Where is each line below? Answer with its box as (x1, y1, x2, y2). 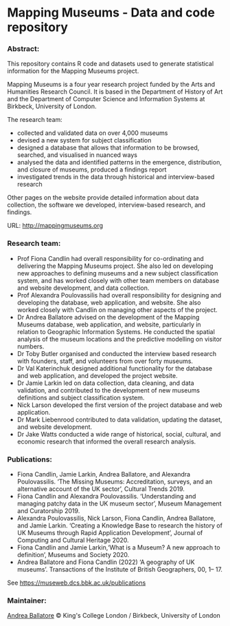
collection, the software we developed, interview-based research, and (7, 201, 206, 209)
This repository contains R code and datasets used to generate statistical (7, 60, 214, 68)
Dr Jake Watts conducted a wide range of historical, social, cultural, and (16, 430, 221, 438)
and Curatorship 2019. (16, 507, 80, 515)
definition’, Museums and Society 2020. (16, 551, 130, 559)
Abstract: (7, 44, 40, 54)
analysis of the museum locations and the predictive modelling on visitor (16, 335, 222, 343)
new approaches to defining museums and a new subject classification (16, 269, 218, 277)
